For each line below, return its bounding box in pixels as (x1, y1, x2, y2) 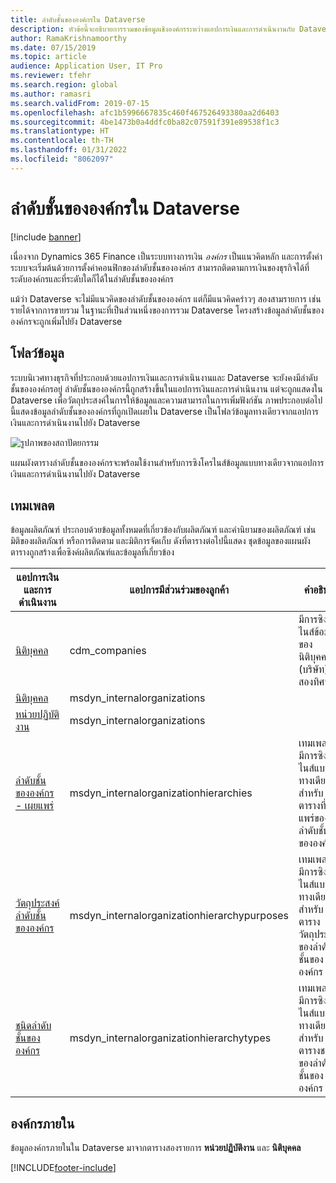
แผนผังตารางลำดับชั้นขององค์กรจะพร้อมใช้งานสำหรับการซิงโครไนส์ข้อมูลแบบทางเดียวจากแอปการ (10, 456, 325, 468)
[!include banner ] (10, 231, 82, 243)
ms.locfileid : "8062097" (10, 154, 114, 164)
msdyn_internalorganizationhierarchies (69, 786, 253, 800)
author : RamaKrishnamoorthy (10, 33, 128, 43)
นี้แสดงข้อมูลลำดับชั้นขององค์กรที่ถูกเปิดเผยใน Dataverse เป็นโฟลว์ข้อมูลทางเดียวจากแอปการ (10, 405, 319, 417)
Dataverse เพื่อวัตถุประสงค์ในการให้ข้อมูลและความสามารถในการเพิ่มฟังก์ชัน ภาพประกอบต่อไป (10, 394, 323, 406)
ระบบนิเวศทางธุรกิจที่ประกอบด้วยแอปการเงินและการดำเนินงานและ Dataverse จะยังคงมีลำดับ (10, 371, 318, 383)
